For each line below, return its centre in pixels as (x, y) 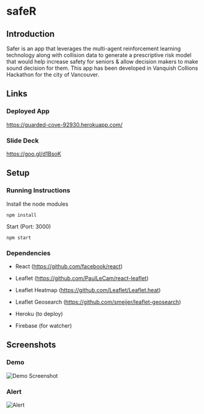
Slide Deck (23, 140)
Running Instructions (38, 190)
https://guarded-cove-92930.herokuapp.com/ (64, 124)
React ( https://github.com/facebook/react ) (69, 266)
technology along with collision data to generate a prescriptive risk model (99, 55)
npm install (21, 215)
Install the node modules (37, 204)
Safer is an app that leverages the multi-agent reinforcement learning (94, 48)
